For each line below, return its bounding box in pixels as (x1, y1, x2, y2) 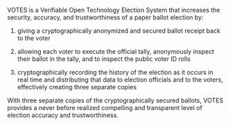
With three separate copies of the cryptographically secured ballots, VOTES (7, 96, 224, 105)
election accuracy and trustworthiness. (7, 111, 119, 119)
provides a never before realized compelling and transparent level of (7, 104, 203, 111)
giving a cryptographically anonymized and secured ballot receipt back (17, 27, 220, 35)
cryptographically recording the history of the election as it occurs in (17, 69, 213, 76)
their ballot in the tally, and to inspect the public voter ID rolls (17, 55, 191, 63)
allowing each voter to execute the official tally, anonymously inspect (17, 48, 215, 55)
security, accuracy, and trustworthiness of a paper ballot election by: (7, 13, 204, 21)
